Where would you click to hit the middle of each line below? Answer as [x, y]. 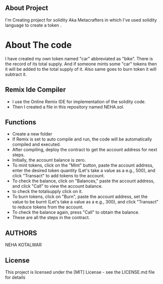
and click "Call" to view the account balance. [57, 186]
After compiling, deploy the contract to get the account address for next [85, 150]
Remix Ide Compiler [35, 90]
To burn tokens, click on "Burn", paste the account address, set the [80, 197]
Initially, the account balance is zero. [49, 160]
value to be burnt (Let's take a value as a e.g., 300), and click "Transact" [85, 202]
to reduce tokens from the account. [48, 207]
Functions [21, 122]
